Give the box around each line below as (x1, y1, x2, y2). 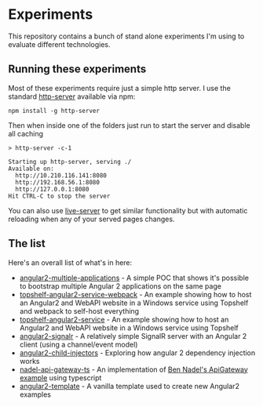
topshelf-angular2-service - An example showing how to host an (19, 314, 229, 324)
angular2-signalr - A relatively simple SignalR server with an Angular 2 (19, 331, 247, 340)
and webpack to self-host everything (19, 306, 140, 315)
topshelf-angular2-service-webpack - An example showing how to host (19, 289, 252, 299)
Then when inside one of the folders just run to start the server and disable (8, 120, 250, 130)
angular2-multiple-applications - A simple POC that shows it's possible (19, 273, 250, 282)
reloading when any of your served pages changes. (8, 214, 175, 223)
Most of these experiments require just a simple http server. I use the (8, 83, 232, 93)
